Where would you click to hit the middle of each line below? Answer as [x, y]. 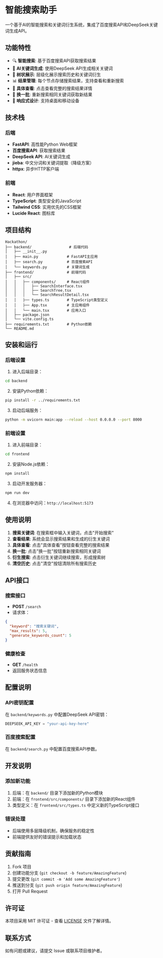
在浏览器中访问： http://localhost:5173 [53, 503]
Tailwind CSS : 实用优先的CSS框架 [47, 207]
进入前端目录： [27, 445]
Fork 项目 [22, 866]
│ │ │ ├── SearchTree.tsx [38, 290]
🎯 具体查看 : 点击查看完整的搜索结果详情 [52, 88]
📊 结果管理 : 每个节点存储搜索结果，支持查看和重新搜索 [68, 80]
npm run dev [17, 493]
